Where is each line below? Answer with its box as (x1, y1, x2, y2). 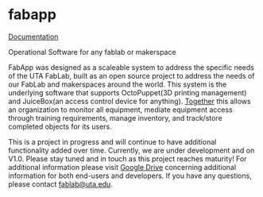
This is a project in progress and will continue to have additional (8, 137, 217, 146)
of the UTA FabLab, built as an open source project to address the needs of (8, 71, 255, 80)
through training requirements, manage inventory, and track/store (8, 113, 222, 122)
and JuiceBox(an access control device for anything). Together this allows (8, 96, 252, 106)
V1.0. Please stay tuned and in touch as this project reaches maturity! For (8, 153, 247, 164)
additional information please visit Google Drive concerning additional (8, 162, 237, 172)
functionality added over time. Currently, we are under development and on (8, 145, 255, 155)
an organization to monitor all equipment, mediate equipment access (8, 105, 233, 114)
